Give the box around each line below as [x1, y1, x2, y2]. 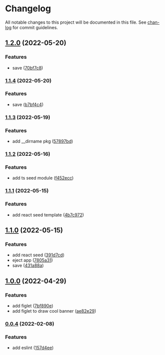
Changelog [5, 3, 51, 14]
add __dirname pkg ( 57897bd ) [12, 139, 73, 144]
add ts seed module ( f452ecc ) [12, 175, 74, 181]
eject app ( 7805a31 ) [12, 257, 53, 263]
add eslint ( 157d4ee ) [12, 345, 54, 351]
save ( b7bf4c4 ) [12, 102, 44, 107]
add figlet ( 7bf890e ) [12, 303, 54, 309]
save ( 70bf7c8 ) [12, 65, 43, 71]
